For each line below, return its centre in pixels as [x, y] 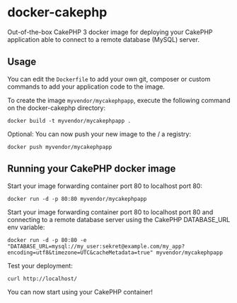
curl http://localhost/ [42, 279]
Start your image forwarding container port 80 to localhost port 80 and [110, 212]
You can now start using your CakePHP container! [80, 292]
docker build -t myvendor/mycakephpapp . [69, 121]
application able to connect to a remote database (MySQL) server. [104, 39]
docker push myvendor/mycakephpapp [60, 147]
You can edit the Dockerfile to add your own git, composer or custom [109, 79]
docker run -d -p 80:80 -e [47, 240]
